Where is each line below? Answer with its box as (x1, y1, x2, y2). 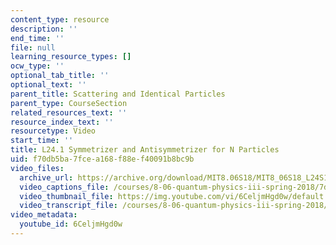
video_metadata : (10, 210, 78, 220)
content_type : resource (10, 14, 110, 25)
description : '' (10, 24, 78, 34)
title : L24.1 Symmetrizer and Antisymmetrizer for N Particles (10, 145, 280, 155)
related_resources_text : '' (10, 107, 128, 118)
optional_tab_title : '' (10, 71, 110, 81)
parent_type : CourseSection (10, 98, 128, 108)
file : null (10, 42, 56, 53)
